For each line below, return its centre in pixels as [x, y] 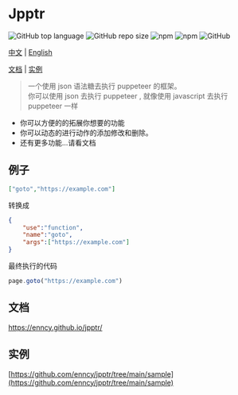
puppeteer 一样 [53, 106]
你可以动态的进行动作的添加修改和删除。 [86, 133]
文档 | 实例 [25, 69]
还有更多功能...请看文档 [58, 142]
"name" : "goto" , [48, 235]
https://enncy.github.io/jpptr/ [55, 327]
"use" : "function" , [53, 227]
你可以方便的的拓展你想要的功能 [72, 122]
